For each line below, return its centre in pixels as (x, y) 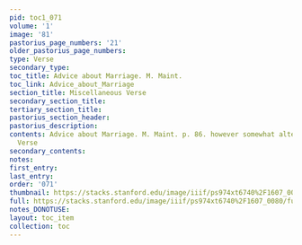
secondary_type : (40, 68)
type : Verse (31, 59)
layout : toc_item (42, 218)
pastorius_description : (54, 127)
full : (19, 201)
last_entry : (31, 176)
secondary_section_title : (58, 101)
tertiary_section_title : (56, 109)
